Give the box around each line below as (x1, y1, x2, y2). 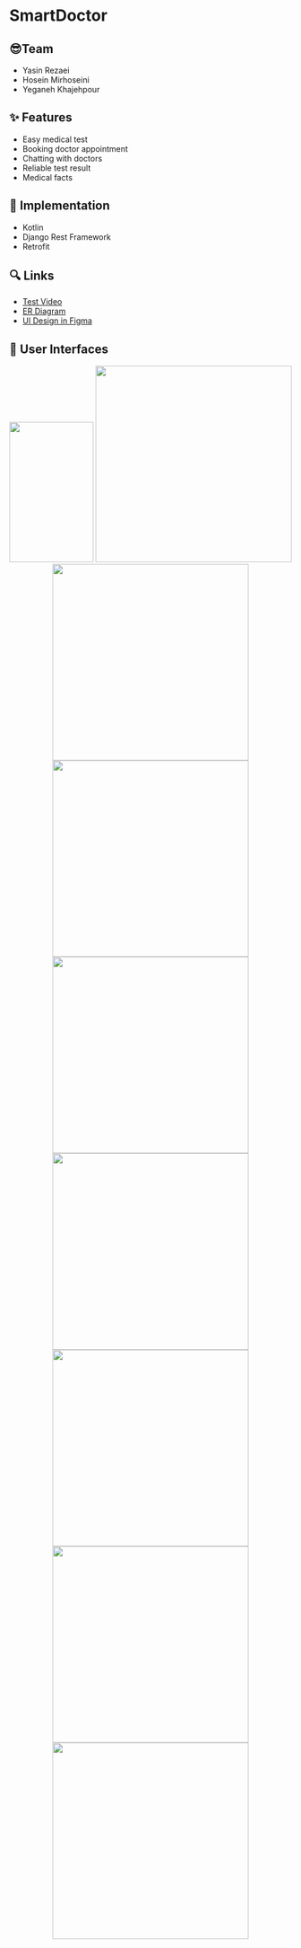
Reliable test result (21, 163, 91, 173)
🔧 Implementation (9, 198, 110, 214)
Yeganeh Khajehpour (21, 84, 100, 94)
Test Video (21, 296, 63, 307)
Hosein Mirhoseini (21, 75, 90, 85)
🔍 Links (9, 269, 55, 284)
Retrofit (21, 241, 50, 251)
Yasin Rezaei (21, 65, 70, 75)
